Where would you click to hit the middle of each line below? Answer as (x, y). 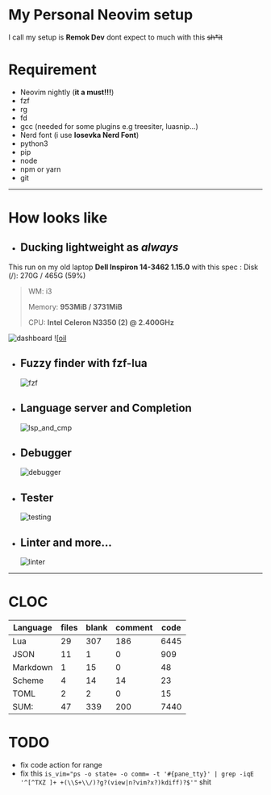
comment (134, 627)
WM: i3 (40, 291)
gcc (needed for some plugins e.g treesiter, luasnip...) (109, 126)
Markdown (33, 667)
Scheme (28, 681)
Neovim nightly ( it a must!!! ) (67, 92)
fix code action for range (61, 764)
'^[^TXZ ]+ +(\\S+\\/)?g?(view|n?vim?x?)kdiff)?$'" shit (116, 782)
